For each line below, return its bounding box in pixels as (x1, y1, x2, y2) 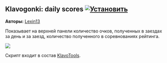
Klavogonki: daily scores (5, 5, 84, 13)
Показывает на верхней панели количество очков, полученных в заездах (5, 28, 163, 34)
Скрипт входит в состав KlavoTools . (5, 52, 81, 58)
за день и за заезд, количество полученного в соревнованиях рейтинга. (5, 33, 160, 39)
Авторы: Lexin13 (5, 18, 40, 24)
